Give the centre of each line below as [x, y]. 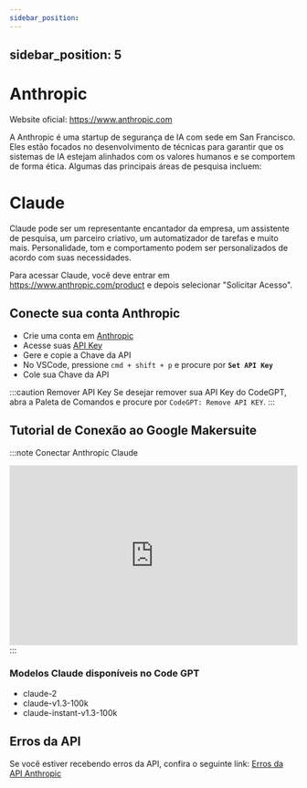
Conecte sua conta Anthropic [95, 314]
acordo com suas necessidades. [71, 257]
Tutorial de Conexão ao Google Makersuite [133, 431]
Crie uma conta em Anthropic [78, 335]
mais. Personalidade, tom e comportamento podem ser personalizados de [149, 247]
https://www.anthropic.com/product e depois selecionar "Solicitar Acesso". [151, 285]
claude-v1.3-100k [55, 703]
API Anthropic [36, 773]
